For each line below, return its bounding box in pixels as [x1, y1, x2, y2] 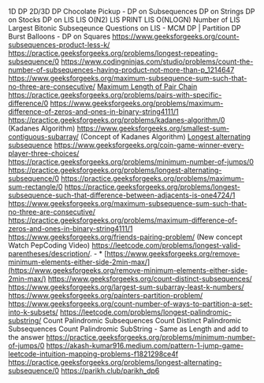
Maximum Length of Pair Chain [97, 82, 198, 91]
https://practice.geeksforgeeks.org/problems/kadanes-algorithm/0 [8, 116, 225, 124]
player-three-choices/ [8, 149, 80, 158]
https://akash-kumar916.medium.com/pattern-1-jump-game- [46, 341, 244, 350]
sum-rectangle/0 [8, 182, 63, 191]
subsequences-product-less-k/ [8, 40, 110, 50]
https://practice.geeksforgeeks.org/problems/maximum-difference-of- [8, 215, 238, 225]
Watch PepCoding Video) [8, 241, 91, 250]
